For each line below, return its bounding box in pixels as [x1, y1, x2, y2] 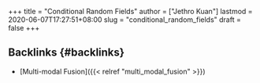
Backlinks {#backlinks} [8, 46, 124, 60]
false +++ [8, 23, 40, 32]
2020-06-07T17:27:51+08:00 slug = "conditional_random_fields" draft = [8, 15, 242, 24]
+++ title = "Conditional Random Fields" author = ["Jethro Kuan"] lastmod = [8, 7, 254, 16]
